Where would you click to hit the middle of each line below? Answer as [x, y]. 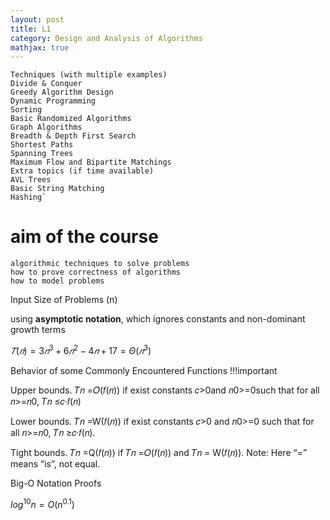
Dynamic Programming [53, 101]
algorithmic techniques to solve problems [100, 264]
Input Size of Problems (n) [64, 300]
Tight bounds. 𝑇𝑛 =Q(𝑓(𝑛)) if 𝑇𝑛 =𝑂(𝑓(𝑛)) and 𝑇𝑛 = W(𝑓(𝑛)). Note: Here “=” [159, 452]
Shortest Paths [42, 145]
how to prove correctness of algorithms [96, 272]
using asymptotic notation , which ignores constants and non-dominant [158, 319]
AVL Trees [31, 180]
